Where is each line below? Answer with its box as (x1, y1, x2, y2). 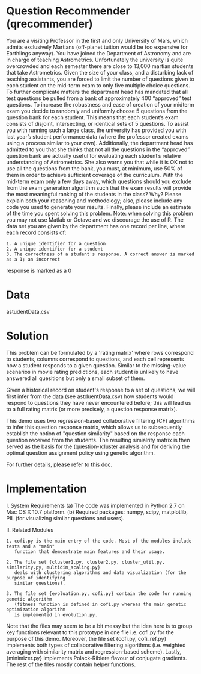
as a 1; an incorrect (6, 256, 61, 263)
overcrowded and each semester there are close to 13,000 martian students (6, 62, 194, 70)
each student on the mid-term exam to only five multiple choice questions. (6, 81, 190, 89)
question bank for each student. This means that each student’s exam (6, 113, 179, 121)
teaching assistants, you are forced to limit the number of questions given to (6, 75, 195, 83)
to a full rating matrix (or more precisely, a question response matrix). (6, 405, 178, 413)
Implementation (6, 482, 87, 495)
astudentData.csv (6, 308, 50, 315)
